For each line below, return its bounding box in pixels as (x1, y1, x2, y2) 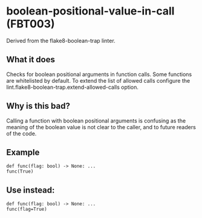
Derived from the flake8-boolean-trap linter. (6, 37, 116, 44)
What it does (6, 54, 56, 65)
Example (6, 147, 40, 158)
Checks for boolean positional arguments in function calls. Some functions (6, 71, 192, 78)
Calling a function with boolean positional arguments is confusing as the (6, 117, 186, 124)
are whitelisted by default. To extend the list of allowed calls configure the (6, 77, 191, 84)
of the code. (6, 130, 37, 137)
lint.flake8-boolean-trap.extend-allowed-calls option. (6, 83, 139, 91)
